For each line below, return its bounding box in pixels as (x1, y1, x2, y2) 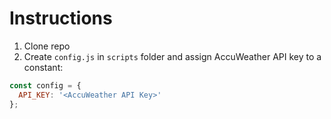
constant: (23, 61, 64, 73)
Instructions (9, 7, 113, 30)
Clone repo (23, 40, 71, 52)
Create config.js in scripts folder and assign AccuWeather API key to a (23, 50, 322, 62)
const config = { (9, 80, 82, 91)
